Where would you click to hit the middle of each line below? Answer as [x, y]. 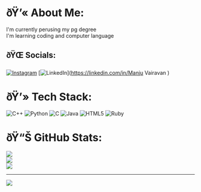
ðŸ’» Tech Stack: [49, 97]
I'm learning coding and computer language [60, 35]
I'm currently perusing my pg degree [51, 29]
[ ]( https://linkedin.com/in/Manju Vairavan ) [104, 72]
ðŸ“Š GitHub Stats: [54, 137]
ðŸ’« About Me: [45, 13]
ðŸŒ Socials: [31, 55]
